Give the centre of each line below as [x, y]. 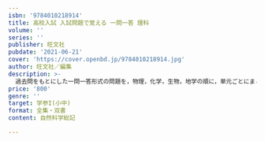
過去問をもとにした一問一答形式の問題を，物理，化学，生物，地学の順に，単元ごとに [132, 81]
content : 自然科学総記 [42, 118]
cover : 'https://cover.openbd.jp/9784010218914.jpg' [97, 60]
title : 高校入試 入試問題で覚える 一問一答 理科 [79, 23]
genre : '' [24, 96]
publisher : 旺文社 [37, 45]
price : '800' [30, 89]
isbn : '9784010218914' [45, 15]
